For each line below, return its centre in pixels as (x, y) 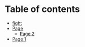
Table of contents (42, 9)
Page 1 (19, 39)
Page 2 (27, 33)
